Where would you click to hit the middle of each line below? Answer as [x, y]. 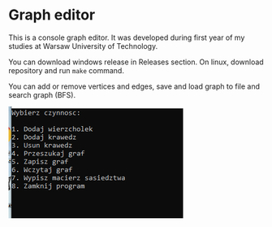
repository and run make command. [66, 70]
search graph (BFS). [42, 94]
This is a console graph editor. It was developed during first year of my [127, 37]
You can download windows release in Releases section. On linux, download [136, 62]
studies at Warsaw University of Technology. [83, 46]
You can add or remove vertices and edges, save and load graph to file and [134, 86]
